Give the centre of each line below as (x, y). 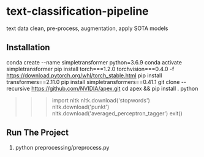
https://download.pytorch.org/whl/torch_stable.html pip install (84, 75)
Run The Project (38, 133)
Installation (28, 48)
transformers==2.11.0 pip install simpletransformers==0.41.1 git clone (93, 82)
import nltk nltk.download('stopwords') (101, 100)
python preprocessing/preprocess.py (62, 147)
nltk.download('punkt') (81, 107)
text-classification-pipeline (77, 11)
